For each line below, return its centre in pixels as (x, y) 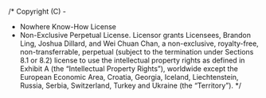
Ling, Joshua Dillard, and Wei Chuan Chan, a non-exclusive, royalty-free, (139, 43)
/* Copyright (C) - (37, 11)
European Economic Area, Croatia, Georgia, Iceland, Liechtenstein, (129, 77)
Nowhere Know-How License (68, 26)
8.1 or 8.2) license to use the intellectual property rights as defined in (132, 60)
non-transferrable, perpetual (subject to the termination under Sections (137, 52)
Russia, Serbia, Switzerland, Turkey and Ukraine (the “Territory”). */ (130, 85)
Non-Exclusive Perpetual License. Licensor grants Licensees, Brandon (135, 35)
